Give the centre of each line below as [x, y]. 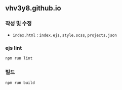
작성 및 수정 [18, 24]
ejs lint [14, 48]
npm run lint [19, 58]
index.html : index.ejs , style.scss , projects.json [65, 35]
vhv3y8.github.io [33, 8]
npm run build [20, 83]
